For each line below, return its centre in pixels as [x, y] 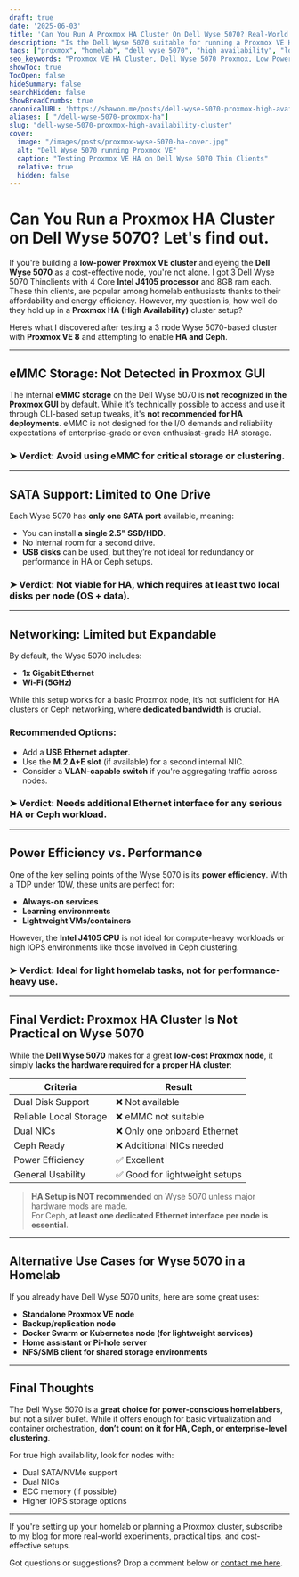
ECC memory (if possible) [69, 1491]
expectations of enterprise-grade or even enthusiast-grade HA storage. [140, 433]
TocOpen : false [37, 76]
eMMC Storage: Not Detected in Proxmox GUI [137, 373]
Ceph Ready [39, 1145]
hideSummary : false [45, 84]
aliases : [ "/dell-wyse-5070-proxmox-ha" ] [89, 117]
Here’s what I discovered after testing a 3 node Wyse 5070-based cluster [143, 327]
